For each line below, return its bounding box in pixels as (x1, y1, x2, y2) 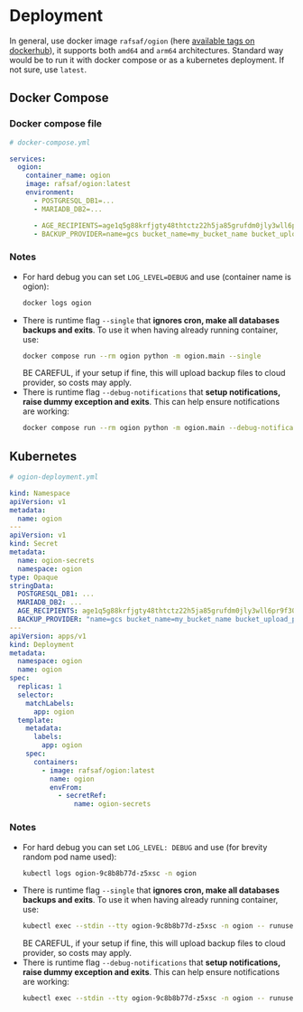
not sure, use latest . (9, 64, 87, 75)
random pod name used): (22, 851, 117, 862)
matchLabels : (25, 698, 75, 707)
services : (9, 155, 47, 164)
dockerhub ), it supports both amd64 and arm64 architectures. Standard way (9, 44, 284, 55)
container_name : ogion (25, 171, 111, 181)
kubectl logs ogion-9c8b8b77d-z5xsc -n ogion (22, 868, 197, 877)
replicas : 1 (17, 682, 63, 691)
